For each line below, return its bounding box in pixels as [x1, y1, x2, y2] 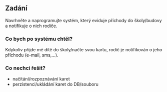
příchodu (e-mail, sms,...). [5, 52, 58, 58]
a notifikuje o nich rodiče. [5, 23, 57, 29]
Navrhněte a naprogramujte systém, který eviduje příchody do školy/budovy [5, 17, 162, 23]
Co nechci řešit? [5, 65, 46, 72]
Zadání [5, 4, 27, 13]
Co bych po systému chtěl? [5, 35, 73, 42]
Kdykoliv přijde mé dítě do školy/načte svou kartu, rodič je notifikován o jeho [5, 47, 162, 53]
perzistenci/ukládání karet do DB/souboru [12, 81, 98, 87]
